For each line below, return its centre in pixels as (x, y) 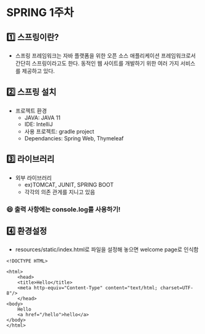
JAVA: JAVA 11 (42, 118)
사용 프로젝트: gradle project (59, 131)
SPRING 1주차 (40, 13)
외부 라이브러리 (33, 178)
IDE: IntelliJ (39, 124)
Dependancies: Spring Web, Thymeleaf (74, 138)
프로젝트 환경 (31, 110)
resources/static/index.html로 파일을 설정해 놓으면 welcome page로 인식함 (107, 249)
